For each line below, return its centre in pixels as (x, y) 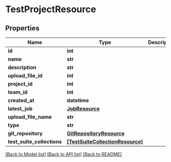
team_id (18, 92)
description (22, 67)
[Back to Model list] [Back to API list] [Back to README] (64, 154)
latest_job (20, 109)
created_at (21, 100)
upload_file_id (25, 76)
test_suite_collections (35, 142)
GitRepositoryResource (96, 133)
